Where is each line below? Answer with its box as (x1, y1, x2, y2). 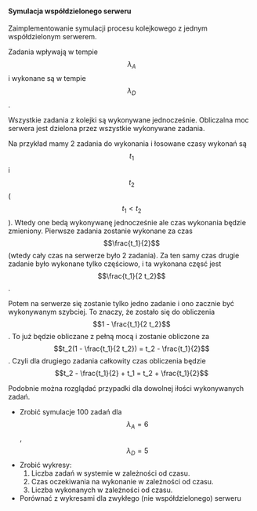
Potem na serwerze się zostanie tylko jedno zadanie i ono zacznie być (8, 299, 235, 308)
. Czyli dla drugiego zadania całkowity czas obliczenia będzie (8, 356, 206, 366)
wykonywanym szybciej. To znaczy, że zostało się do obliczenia (8, 307, 215, 317)
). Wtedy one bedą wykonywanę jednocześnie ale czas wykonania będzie (8, 218, 247, 228)
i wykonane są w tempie (8, 74, 86, 82)
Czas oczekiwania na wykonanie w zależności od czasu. (31, 476, 214, 486)
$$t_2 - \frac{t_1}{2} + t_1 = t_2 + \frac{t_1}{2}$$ (54, 369, 209, 378)
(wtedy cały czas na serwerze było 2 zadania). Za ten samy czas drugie (8, 251, 240, 261)
